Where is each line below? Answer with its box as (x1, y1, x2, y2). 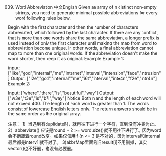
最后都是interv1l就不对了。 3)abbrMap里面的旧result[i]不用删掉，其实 (8, 139, 147, 145)
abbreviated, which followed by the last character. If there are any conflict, (8, 30, 158, 35)
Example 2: (8, 81, 31, 87)
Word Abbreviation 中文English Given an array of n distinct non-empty (15, 4, 157, 10)
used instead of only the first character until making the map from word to (8, 40, 157, 45)
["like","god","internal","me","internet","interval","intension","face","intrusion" (8, 70, 161, 76)
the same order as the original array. (8, 111, 81, 116)
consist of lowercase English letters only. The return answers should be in (8, 106, 157, 111)
